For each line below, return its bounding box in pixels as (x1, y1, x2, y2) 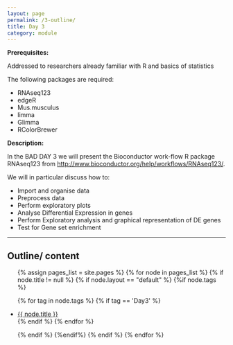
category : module (7, 29, 58, 37)
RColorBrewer (17, 125, 58, 134)
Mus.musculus (17, 103, 60, 112)
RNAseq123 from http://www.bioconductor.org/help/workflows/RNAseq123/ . (7, 160, 225, 168)
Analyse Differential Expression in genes (17, 209, 133, 217)
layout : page (7, 10, 45, 17)
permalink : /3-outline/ (7, 17, 76, 24)
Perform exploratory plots (17, 202, 92, 210)
